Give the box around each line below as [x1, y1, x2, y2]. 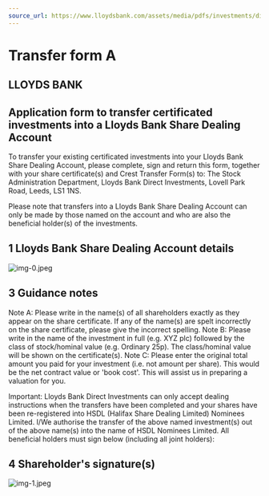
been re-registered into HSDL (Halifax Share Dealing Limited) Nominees [8, 409, 245, 418]
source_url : [8, 11, 48, 20]
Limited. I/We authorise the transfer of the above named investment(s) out [8, 417, 253, 426]
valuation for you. [8, 376, 66, 385]
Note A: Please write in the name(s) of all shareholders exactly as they [8, 307, 240, 317]
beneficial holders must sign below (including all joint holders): [8, 434, 215, 444]
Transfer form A [8, 46, 117, 64]
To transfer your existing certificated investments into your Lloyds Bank [8, 152, 244, 161]
